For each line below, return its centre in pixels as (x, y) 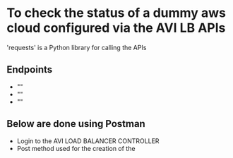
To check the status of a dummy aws (116, 13)
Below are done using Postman (76, 124)
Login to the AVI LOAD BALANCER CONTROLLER (88, 141)
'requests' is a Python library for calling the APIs (77, 47)
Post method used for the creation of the (76, 148)
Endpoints (30, 69)
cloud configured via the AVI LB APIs (116, 28)
